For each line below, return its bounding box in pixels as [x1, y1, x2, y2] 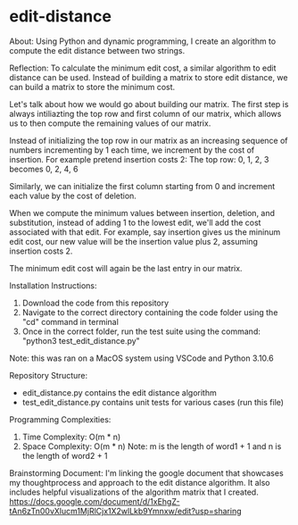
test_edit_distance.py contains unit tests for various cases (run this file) [21, 396, 284, 407]
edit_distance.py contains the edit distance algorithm [21, 387, 217, 398]
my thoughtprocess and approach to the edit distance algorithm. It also [9, 477, 270, 487]
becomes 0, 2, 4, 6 [9, 163, 79, 174]
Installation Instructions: [9, 279, 97, 291]
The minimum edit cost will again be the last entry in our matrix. [9, 262, 243, 273]
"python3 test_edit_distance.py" [21, 335, 140, 346]
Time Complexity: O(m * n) [21, 431, 121, 442]
